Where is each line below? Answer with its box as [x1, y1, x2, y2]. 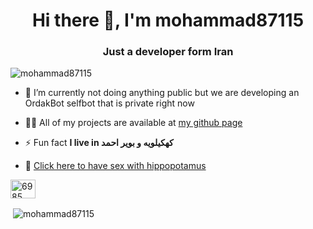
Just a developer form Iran [102, 45, 234, 59]
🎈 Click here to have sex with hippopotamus [24, 160, 207, 172]
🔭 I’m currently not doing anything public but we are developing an [24, 87, 300, 99]
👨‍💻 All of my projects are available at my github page [24, 117, 243, 129]
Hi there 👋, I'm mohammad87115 [31, 9, 305, 32]
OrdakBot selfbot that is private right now [24, 97, 195, 109]
